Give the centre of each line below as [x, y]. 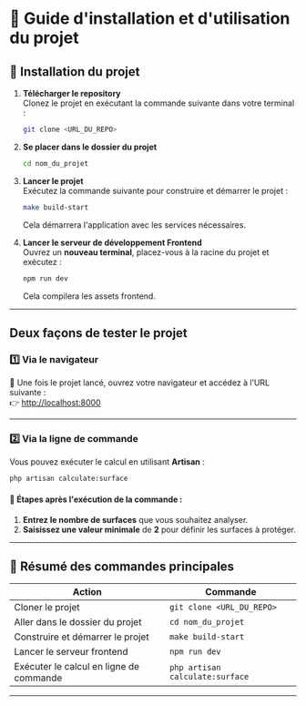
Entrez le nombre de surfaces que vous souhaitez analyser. [135, 519]
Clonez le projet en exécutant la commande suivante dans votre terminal [158, 103]
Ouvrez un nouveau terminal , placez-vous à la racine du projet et [146, 252]
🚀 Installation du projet [75, 72]
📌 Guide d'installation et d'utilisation [150, 19]
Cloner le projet [47, 608]
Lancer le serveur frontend [71, 652]
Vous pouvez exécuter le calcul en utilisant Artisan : [107, 462]
